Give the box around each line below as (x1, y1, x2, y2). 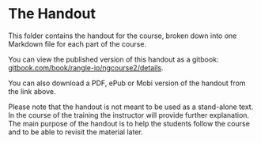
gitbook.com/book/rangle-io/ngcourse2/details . (8, 62, 164, 72)
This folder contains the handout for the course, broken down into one (8, 31, 237, 40)
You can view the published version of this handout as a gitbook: (8, 55, 219, 64)
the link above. (8, 86, 56, 96)
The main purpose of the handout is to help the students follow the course (8, 119, 251, 128)
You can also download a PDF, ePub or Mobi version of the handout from (8, 78, 246, 88)
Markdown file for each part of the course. (8, 39, 147, 48)
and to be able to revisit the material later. (8, 127, 144, 137)
